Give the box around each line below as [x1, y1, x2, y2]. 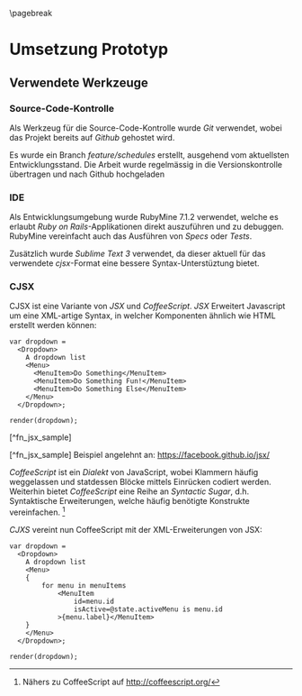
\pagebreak [9, 8, 52, 18]
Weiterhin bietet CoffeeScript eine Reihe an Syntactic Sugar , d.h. [9, 486, 250, 497]
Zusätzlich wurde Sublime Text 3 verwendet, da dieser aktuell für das [9, 248, 266, 260]
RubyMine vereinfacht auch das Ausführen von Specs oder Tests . [9, 231, 253, 242]
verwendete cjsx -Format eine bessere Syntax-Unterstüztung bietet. [9, 258, 260, 269]
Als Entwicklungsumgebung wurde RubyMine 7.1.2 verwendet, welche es [9, 212, 279, 223]
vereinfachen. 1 [9, 505, 66, 517]
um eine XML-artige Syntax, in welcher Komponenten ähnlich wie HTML [9, 310, 276, 321]
